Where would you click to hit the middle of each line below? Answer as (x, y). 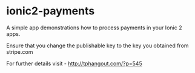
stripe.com (20, 51)
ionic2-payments (51, 11)
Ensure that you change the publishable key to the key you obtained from (97, 45)
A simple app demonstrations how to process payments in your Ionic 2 (94, 28)
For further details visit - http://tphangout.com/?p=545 (74, 63)
